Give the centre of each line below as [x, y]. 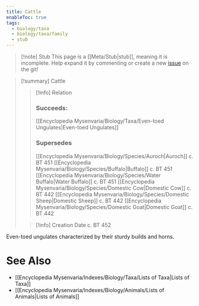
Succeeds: [52, 108]
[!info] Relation [54, 93]
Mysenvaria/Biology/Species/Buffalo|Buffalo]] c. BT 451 [104, 169]
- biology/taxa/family [40, 34]
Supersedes [54, 143]
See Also [29, 260]
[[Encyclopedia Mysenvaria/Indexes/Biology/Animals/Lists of [89, 290]
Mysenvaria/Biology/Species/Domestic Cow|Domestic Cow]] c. [114, 188]
